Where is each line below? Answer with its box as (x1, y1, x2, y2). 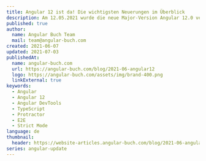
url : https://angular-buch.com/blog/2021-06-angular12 (12, 66, 155, 72)
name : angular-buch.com (12, 60, 72, 66)
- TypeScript (12, 105, 45, 112)
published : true (6, 20, 48, 26)
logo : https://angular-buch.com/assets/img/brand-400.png (12, 72, 164, 78)
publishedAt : (6, 54, 40, 61)
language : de (6, 129, 40, 135)
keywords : (6, 83, 32, 89)
